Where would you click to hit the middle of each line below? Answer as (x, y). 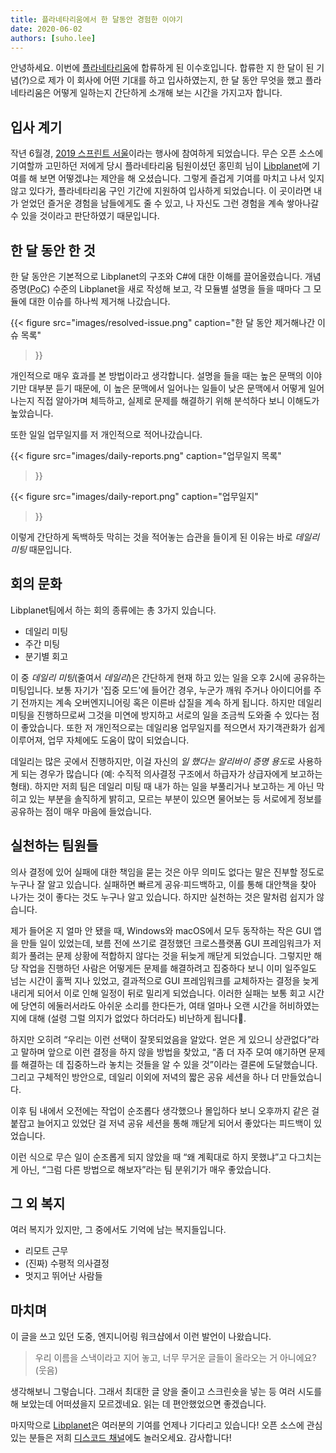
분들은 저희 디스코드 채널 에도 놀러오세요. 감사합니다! (130, 1438)
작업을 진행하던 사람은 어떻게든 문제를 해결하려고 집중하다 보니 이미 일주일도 (169, 968)
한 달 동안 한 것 (53, 250)
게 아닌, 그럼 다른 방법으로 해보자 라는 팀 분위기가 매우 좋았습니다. (141, 1169)
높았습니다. (32, 413)
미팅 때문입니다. (41, 549)
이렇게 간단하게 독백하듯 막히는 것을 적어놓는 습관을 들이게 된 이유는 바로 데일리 (165, 537)
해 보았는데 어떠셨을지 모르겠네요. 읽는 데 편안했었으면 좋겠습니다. (138, 1404)
